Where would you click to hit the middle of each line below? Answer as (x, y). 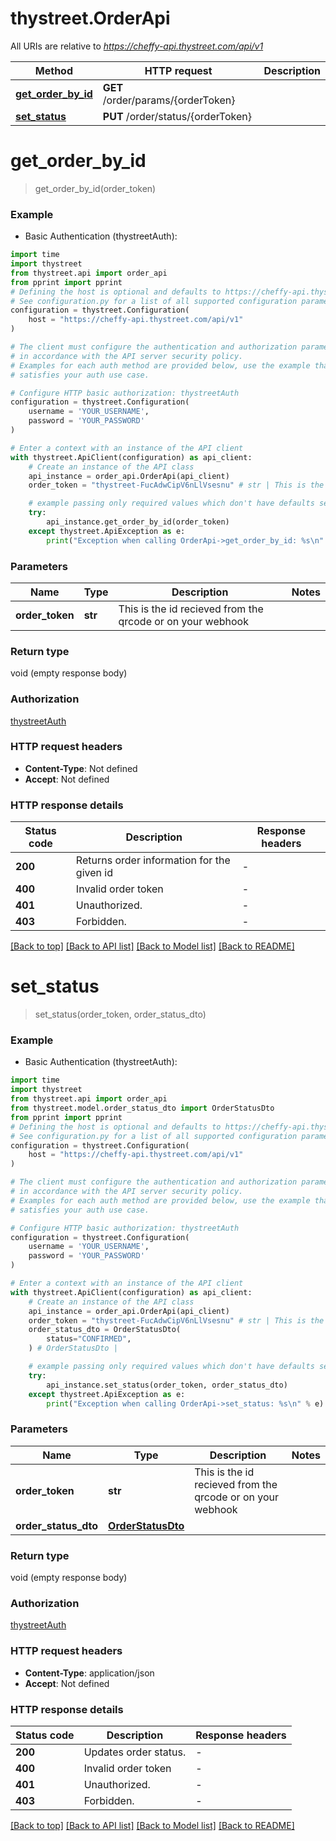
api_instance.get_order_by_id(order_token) (138, 522)
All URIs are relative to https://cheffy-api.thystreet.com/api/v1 (137, 46)
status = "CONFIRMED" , (89, 1339)
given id (94, 873)
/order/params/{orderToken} (169, 100)
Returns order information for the (153, 860)
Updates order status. (135, 1752)
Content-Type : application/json (89, 1673)
